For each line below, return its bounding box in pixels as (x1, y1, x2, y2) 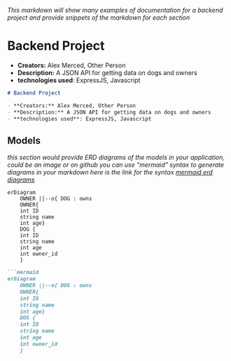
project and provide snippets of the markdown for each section (7, 13, 190, 22)
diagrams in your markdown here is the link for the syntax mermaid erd (7, 168, 213, 177)
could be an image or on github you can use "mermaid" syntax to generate (7, 161, 225, 169)
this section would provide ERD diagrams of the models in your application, (7, 154, 225, 162)
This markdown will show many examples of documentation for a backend (7, 6, 223, 14)
